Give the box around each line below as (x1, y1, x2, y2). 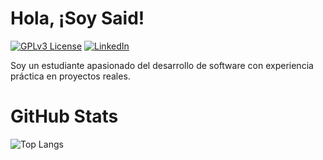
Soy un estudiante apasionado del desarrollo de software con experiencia (10, 59, 314, 71)
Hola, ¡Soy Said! (10, 7, 145, 30)
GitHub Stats (10, 105, 119, 128)
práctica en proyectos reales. (10, 70, 131, 82)
